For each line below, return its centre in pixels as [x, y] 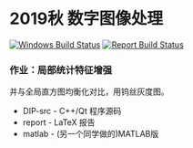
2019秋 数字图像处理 [86, 19]
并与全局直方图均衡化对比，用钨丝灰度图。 [89, 91]
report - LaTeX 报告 [59, 122]
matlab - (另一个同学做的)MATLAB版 [91, 134]
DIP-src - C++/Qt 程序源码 [72, 111]
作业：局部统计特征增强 [61, 69]
